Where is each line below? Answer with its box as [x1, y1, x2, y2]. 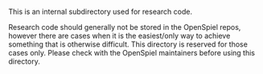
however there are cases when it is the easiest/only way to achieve [8, 31, 231, 40]
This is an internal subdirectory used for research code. [8, 7, 193, 16]
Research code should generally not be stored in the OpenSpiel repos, [8, 23, 241, 31]
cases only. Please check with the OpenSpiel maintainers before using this [8, 48, 256, 57]
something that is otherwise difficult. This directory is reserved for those [8, 39, 248, 49]
